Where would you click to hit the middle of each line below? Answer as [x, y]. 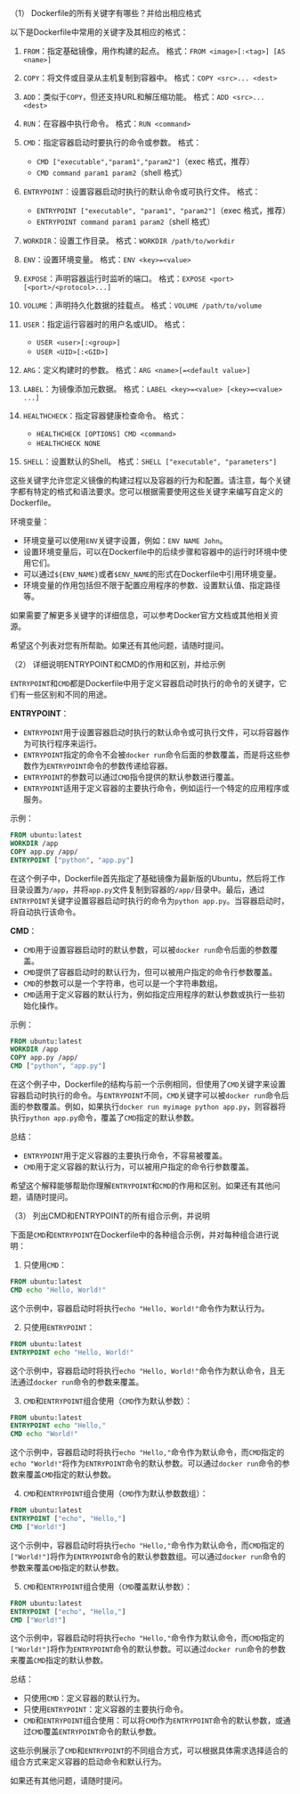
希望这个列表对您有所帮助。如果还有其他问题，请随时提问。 [119, 645]
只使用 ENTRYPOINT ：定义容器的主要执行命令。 [105, 1709]
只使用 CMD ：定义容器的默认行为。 [84, 1699]
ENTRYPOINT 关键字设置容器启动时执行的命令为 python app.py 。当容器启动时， [150, 900]
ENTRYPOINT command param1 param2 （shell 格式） [126, 222]
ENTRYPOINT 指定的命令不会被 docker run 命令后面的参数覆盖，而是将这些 [153, 755]
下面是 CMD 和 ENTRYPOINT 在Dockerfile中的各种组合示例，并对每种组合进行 [141, 1235]
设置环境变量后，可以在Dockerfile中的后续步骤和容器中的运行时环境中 [151, 552]
